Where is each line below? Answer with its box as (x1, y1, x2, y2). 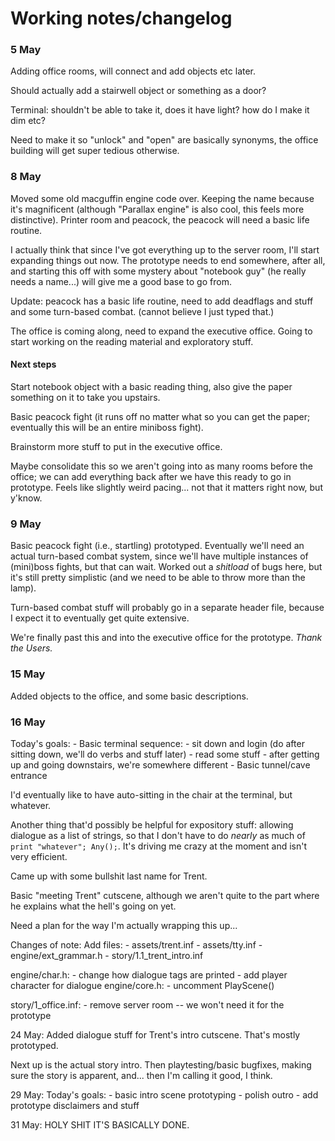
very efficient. (10, 850, 68, 862)
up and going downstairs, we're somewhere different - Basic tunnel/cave (10, 758, 311, 771)
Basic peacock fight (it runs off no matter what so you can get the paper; (10, 410, 311, 422)
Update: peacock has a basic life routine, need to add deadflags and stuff (10, 295, 314, 307)
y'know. (10, 492, 43, 504)
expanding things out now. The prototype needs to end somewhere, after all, (10, 254, 326, 266)
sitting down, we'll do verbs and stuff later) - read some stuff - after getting (10, 748, 320, 760)
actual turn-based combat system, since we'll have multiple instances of (10, 550, 309, 562)
